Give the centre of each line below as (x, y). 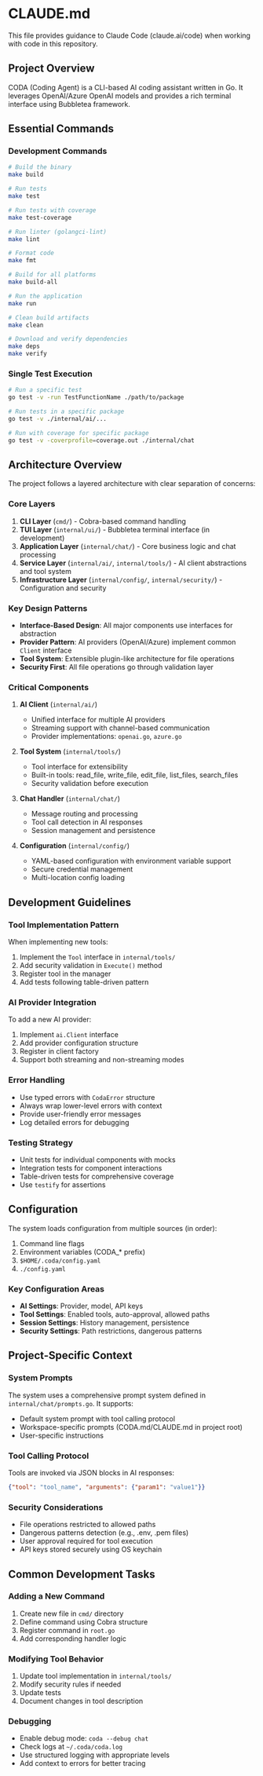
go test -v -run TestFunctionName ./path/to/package (96, 397)
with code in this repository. (53, 43)
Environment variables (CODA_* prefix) (82, 1252)
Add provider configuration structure (79, 1043)
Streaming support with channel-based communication (121, 728)
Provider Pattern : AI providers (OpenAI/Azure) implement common (128, 642)
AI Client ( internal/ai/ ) (58, 704)
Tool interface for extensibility (79, 767)
